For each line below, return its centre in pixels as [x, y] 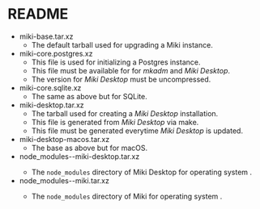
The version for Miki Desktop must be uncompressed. [121, 79]
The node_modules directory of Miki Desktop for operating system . [142, 172]
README [38, 14]
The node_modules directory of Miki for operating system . [127, 196]
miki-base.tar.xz [46, 36]
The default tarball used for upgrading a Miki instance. [122, 44]
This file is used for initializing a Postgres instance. [116, 62]
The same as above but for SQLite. [89, 96]
